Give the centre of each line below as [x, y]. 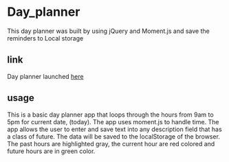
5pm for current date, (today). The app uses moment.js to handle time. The [113, 121]
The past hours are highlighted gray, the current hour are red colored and [111, 143]
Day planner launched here [45, 76]
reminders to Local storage [45, 38]
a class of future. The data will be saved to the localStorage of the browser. [113, 136]
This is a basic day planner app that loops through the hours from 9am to [111, 115]
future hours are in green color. [51, 151]
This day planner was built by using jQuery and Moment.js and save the [108, 31]
